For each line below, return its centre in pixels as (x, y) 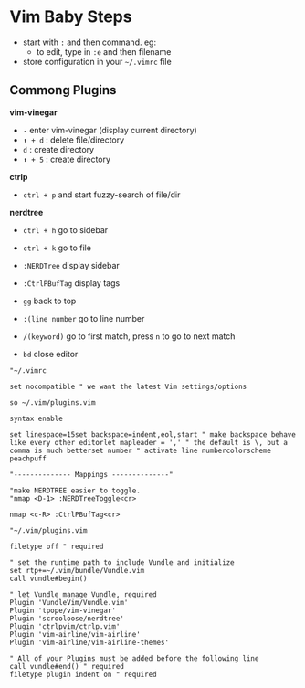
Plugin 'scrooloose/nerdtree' (67, 619)
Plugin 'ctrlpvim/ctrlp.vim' (65, 626)
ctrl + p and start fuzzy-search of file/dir (101, 195)
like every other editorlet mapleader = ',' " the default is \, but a (148, 442)
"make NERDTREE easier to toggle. (75, 491)
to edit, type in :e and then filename (104, 51)
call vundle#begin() (49, 578)
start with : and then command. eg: (89, 42)
